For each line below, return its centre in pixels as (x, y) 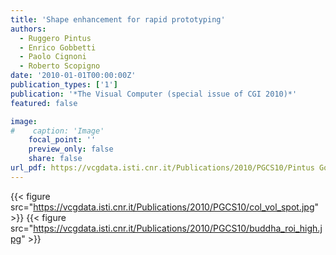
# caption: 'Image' (57, 131)
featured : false (44, 103)
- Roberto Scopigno (60, 66)
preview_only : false (71, 149)
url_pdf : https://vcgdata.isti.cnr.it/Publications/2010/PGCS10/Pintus (162, 168)
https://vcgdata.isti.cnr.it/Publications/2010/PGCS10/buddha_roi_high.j (178, 228)
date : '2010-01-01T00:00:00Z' (73, 76)
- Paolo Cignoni (53, 57)
